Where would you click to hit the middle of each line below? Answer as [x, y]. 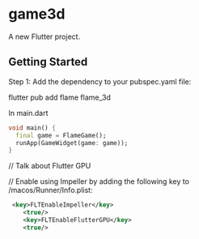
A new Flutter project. [44, 36]
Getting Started [48, 62]
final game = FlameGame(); [61, 135]
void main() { [32, 128]
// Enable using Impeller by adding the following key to [99, 181]
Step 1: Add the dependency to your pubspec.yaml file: [100, 81]
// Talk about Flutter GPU [50, 166]
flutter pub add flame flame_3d [60, 97]
